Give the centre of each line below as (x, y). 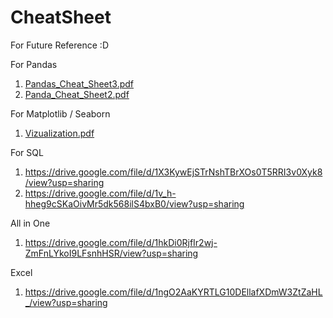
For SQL (27, 152)
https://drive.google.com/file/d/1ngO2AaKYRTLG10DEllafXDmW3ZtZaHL (173, 292)
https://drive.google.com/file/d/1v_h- (100, 193)
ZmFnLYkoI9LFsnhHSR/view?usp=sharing (111, 253)
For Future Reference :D (59, 45)
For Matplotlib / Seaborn (60, 113)
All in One (30, 223)
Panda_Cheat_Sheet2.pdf (77, 94)
